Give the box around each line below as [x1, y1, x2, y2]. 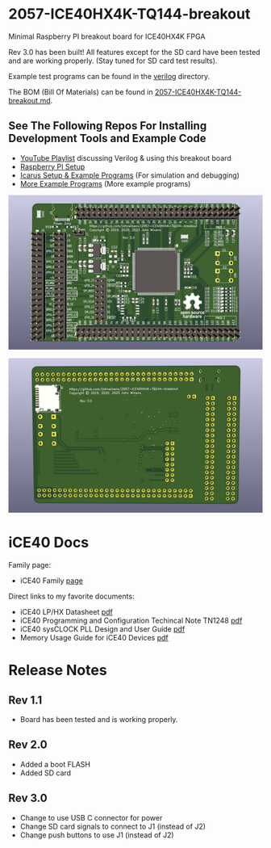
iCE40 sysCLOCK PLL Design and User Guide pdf [19, 623, 186, 634]
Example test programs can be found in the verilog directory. [8, 71, 211, 81]
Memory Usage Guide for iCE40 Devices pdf [19, 632, 169, 642]
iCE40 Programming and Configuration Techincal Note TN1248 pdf [19, 615, 243, 625]
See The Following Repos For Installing [8, 119, 207, 133]
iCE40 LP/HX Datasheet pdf [19, 607, 113, 616]
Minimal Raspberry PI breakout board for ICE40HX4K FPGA [8, 31, 206, 41]
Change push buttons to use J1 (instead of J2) [19, 829, 175, 840]
